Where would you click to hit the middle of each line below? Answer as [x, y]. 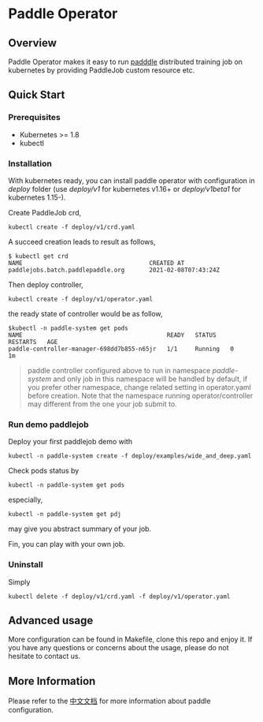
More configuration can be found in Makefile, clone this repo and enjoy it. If [130, 639]
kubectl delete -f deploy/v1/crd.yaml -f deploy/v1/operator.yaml [119, 597]
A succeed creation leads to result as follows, [82, 241]
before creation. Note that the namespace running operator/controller [140, 395]
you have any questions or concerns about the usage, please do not [119, 648]
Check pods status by [44, 471]
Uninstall [26, 565]
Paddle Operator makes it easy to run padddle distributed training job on [125, 62]
